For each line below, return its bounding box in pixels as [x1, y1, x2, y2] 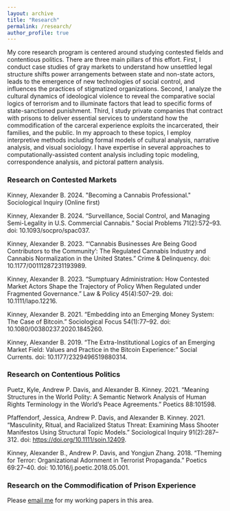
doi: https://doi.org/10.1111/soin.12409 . [20, 435, 127, 444]
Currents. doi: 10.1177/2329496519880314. [7, 353, 128, 361]
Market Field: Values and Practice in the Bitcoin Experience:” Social [7, 345, 198, 353]
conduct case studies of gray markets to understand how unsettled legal [7, 63, 213, 71]
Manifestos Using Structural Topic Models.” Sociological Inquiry [7, 428, 187, 436]
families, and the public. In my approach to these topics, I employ [7, 129, 192, 137]
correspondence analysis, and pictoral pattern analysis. [7, 158, 165, 166]
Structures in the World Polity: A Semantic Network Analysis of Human [7, 393, 207, 401]
